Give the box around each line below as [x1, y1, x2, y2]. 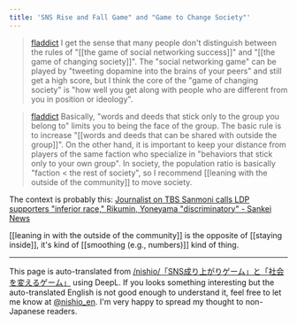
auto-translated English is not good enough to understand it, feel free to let [9, 287, 282, 298]
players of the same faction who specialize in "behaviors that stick [30, 148, 273, 159]
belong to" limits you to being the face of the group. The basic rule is [30, 120, 282, 131]
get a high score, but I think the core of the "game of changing [30, 74, 259, 85]
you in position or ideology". [30, 94, 133, 104]
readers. [47, 306, 78, 316]
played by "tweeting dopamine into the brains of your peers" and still [30, 66, 282, 76]
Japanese [9, 306, 46, 316]
